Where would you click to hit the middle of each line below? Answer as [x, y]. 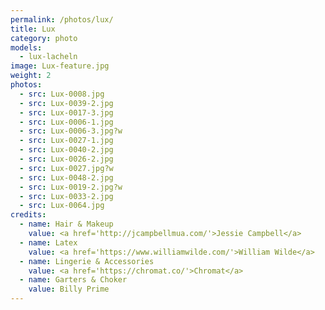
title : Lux [33, 29]
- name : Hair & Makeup [66, 224]
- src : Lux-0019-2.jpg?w [71, 187]
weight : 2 [31, 76]
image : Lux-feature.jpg [60, 66]
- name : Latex [48, 242]
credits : [28, 215]
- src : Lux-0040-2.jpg [66, 150]
